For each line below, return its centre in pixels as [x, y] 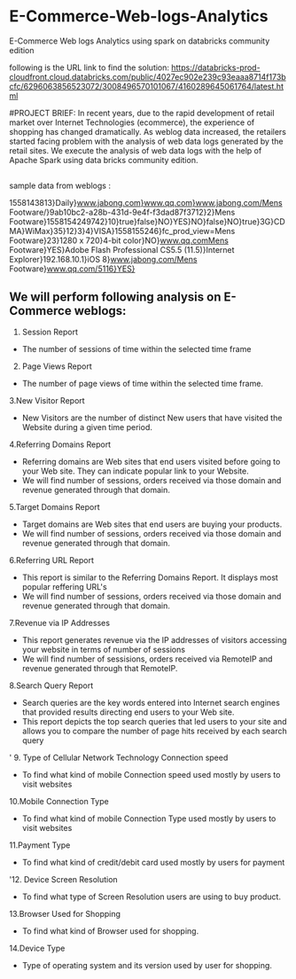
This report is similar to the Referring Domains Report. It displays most [150, 577]
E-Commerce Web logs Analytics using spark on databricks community [140, 41]
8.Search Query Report [51, 685]
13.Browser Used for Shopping [65, 914]
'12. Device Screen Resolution [63, 880]
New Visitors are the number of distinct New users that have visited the [152, 418]
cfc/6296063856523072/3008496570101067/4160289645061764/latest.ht [146, 86]
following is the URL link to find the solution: [90, 67]
